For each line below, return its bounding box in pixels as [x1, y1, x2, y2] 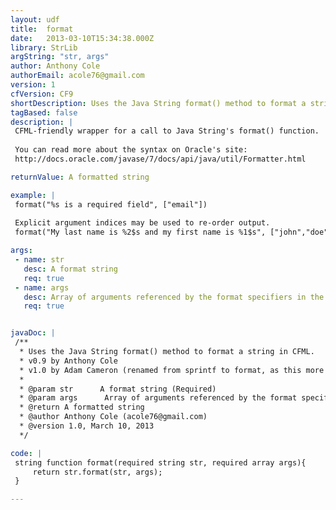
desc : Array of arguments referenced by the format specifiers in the [23, 292, 325, 302]
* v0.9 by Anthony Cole [19, 356, 118, 366]
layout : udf [10, 14, 60, 25]
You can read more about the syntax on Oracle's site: [14, 145, 248, 155]
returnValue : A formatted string [10, 172, 150, 182]
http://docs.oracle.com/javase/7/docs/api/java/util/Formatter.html [14, 154, 307, 164]
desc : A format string [23, 264, 118, 274]
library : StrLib [10, 42, 78, 53]
